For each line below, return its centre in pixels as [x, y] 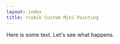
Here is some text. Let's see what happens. [60, 34]
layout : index [24, 12]
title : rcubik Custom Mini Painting [52, 17]
